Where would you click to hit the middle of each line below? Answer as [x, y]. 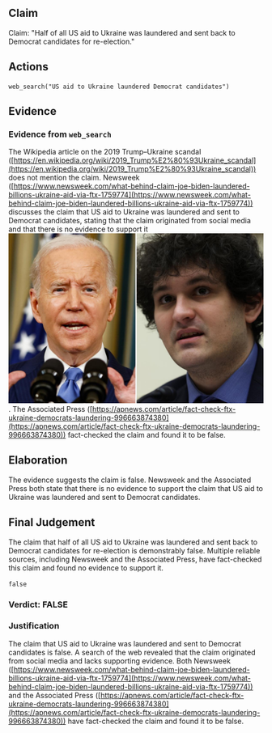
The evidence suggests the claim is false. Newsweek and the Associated [130, 480]
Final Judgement [52, 522]
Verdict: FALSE [38, 604]
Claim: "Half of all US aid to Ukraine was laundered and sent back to [122, 32]
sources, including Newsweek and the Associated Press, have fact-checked [135, 559]
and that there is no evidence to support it [78, 229]
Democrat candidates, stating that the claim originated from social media [130, 221]
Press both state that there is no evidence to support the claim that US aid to [136, 488]
